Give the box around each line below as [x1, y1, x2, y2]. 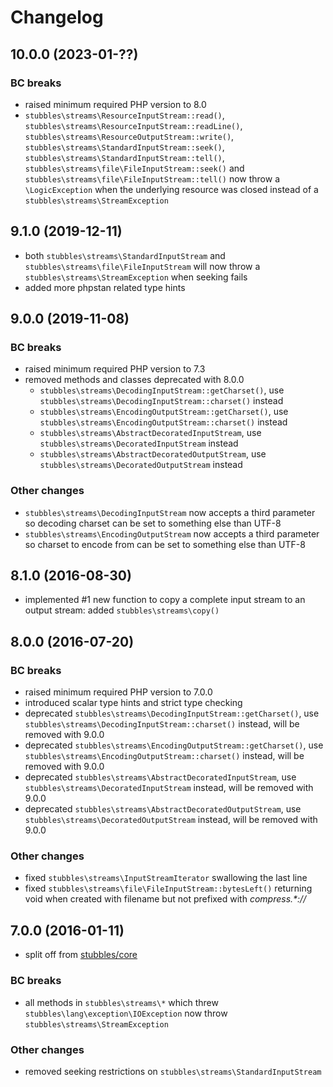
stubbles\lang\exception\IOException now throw [24, 1007, 228, 1019]
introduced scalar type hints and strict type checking [24, 697, 243, 709]
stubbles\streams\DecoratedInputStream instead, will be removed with [24, 782, 314, 794]
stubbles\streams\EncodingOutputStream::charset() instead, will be [24, 750, 305, 762]
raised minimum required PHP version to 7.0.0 [24, 686, 213, 698]
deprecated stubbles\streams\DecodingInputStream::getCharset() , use [24, 707, 320, 720]
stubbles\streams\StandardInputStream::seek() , [24, 141, 225, 153]
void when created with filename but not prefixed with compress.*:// [24, 893, 307, 905]
